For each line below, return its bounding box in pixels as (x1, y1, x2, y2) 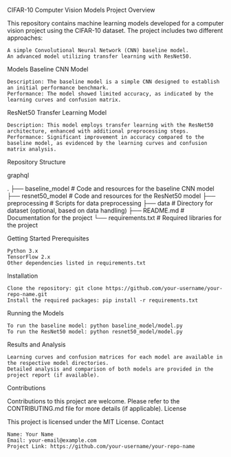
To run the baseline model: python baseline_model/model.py (7, 322, 184, 329)
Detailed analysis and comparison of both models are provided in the (7, 366, 214, 372)
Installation (7, 271, 38, 280)
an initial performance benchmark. (7, 85, 109, 91)
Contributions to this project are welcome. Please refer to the (7, 397, 180, 405)
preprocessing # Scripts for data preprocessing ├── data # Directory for (7, 199, 213, 207)
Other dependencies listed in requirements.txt (7, 260, 146, 267)
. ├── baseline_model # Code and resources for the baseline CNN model (7, 185, 214, 192)
